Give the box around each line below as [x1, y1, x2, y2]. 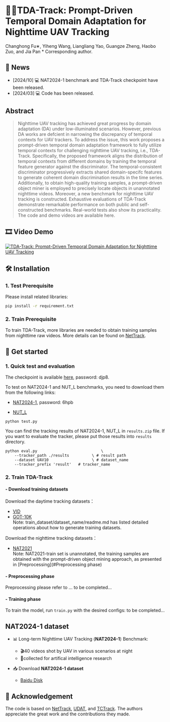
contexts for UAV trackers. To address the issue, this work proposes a [17, 136, 164, 142]
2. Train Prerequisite [5, 315, 57, 323]
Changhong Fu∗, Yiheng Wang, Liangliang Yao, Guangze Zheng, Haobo [5, 43, 156, 49]
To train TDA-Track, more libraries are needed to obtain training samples [5, 327, 157, 333]
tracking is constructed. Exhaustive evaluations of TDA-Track [17, 196, 146, 202]
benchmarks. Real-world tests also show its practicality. [44, 207, 162, 213]
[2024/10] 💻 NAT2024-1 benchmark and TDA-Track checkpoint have [12, 77, 158, 83]
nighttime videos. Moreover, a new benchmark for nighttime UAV [17, 190, 154, 196]
